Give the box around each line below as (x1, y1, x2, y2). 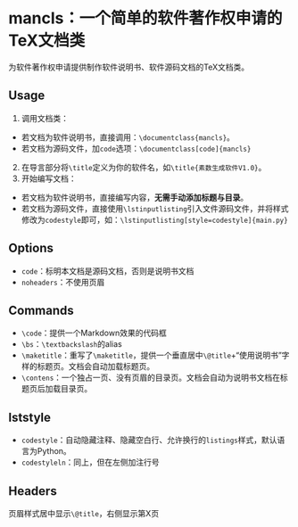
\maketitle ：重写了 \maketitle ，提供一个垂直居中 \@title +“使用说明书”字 (21, 350, 290, 361)
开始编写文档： (21, 173, 77, 184)
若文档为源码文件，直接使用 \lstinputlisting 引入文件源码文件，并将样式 (21, 202, 289, 214)
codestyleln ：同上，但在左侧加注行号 (21, 457, 160, 468)
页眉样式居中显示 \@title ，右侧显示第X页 (8, 508, 160, 518)
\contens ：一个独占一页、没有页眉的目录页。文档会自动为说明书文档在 (21, 372, 281, 383)
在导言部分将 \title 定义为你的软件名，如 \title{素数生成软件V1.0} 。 (21, 161, 267, 172)
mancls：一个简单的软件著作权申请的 (8, 8, 283, 29)
